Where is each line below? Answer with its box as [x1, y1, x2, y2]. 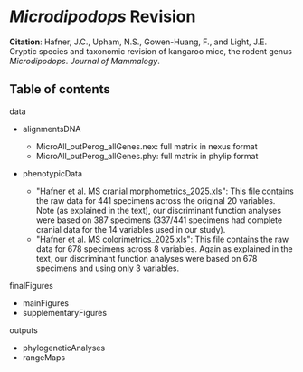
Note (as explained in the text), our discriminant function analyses [35, 205, 282, 215]
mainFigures [22, 297, 70, 309]
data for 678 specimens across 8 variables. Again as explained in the [35, 243, 293, 254]
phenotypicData [22, 167, 83, 178]
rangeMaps [22, 351, 66, 363]
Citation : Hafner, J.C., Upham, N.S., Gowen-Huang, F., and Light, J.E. [9, 36, 268, 47]
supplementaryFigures [22, 307, 107, 318]
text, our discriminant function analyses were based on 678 [35, 253, 258, 263]
